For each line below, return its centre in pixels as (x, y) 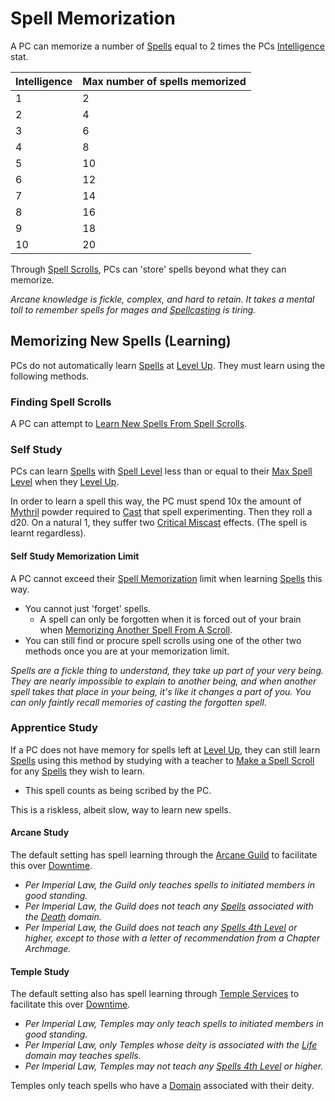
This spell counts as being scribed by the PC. (118, 790)
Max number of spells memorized (164, 81)
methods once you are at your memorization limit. (127, 651)
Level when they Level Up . (65, 482)
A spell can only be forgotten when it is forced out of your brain (170, 619)
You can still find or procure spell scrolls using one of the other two (163, 640)
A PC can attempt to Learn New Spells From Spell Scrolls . (129, 424)
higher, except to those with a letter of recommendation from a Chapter (172, 938)
